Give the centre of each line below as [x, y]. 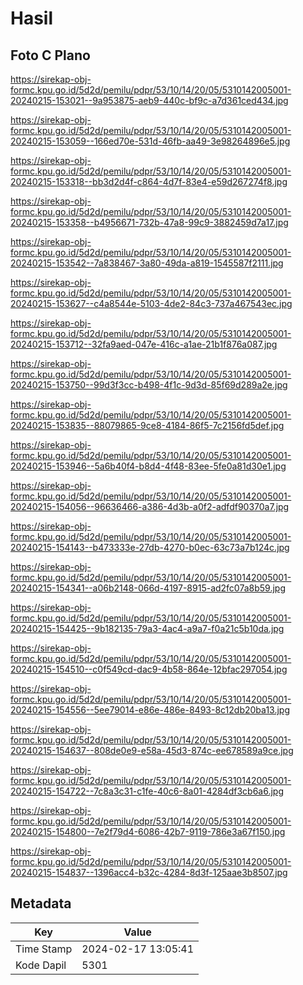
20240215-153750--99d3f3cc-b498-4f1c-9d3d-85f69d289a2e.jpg [149, 385]
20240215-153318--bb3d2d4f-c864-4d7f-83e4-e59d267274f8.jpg [149, 181]
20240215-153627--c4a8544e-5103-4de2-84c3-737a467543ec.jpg [151, 303]
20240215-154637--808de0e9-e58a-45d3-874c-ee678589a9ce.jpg [152, 750]
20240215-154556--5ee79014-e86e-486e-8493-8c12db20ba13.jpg [150, 710]
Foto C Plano [50, 55]
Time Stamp [44, 949]
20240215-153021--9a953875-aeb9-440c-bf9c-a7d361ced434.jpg [149, 100]
